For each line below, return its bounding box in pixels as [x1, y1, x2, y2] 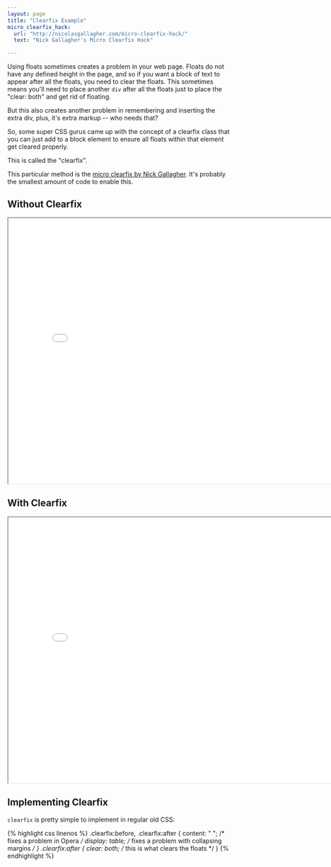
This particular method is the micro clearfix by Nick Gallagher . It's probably [7, 170, 226, 178]
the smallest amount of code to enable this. [7, 178, 134, 186]
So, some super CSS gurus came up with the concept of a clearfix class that [7, 127, 230, 136]
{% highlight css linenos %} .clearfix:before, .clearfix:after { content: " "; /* [7, 829, 225, 837]
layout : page [7, 10, 46, 18]
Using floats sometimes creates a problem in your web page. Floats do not [7, 62, 225, 71]
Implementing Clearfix [7, 796, 108, 808]
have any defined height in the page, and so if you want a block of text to [7, 70, 221, 79]
